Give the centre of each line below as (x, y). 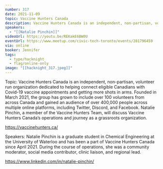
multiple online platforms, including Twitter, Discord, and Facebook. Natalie (80, 108)
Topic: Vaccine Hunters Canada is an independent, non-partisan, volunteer (80, 82)
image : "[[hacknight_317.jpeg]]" (39, 68)
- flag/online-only (29, 63)
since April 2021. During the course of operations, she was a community (77, 147)
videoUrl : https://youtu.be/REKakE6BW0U (47, 37)
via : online (17, 46)
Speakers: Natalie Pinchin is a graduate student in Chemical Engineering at (80, 137)
